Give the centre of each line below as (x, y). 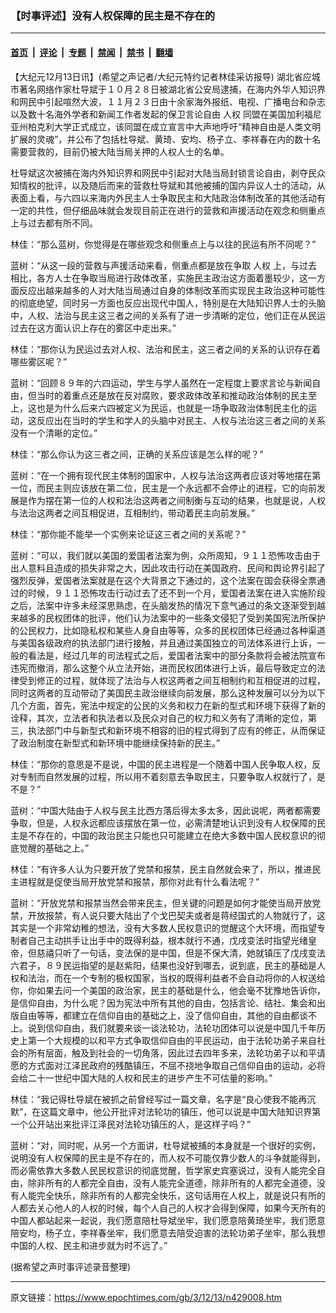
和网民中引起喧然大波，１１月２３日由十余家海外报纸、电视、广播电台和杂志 (168, 101)
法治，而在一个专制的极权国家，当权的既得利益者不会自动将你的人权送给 (176, 978)
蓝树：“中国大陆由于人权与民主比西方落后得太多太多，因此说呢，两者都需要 (166, 810)
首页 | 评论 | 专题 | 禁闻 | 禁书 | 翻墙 (92, 52)
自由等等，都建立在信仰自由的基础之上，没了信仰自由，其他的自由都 (159, 1015)
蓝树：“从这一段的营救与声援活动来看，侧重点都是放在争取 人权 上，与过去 (164, 265)
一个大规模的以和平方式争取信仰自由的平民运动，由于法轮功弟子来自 (176, 1040)
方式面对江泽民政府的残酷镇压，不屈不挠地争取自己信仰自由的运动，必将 (176, 1065)
